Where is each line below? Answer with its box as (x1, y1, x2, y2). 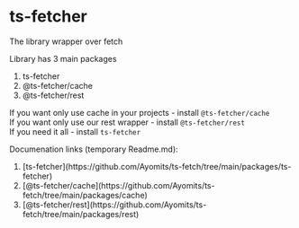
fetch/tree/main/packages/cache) (22, 189, 148, 200)
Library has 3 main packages (9, 53, 117, 64)
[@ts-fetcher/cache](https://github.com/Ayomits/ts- (22, 180, 215, 190)
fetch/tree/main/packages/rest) (22, 208, 140, 219)
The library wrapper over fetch (9, 36, 123, 47)
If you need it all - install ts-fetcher (9, 126, 141, 136)
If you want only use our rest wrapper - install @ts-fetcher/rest (9, 117, 246, 127)
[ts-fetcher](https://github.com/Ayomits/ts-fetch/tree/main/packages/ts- (22, 161, 292, 171)
